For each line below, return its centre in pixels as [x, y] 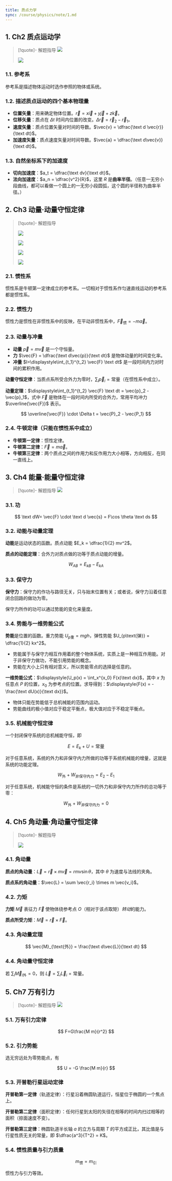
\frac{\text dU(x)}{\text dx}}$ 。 [38, 691]
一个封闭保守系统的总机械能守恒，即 [44, 735]
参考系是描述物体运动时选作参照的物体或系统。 [55, 86]
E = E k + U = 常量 [86, 747]
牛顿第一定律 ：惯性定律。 [40, 440]
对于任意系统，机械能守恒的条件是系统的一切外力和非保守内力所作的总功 [81, 786]
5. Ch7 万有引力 [30, 992]
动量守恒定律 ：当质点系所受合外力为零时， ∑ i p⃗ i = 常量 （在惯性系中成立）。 [84, 380]
